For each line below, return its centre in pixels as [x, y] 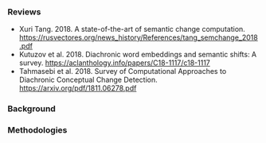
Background [32, 109]
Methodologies [37, 130]
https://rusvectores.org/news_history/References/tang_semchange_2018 [138, 37]
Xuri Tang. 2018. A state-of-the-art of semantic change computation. [132, 29]
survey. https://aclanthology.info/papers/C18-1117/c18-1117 [114, 63]
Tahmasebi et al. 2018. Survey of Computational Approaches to [123, 71]
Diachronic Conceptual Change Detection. [88, 80]
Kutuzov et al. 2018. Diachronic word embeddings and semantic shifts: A [138, 55]
